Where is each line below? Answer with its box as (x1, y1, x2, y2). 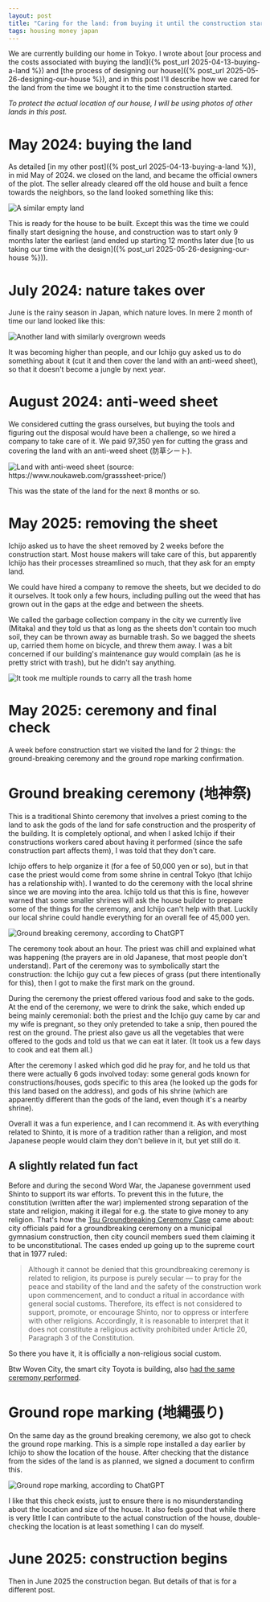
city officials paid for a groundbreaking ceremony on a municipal (8, 1223, 223, 1233)
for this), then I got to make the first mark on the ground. (8, 978, 195, 987)
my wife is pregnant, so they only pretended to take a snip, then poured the (8, 1019, 258, 1028)
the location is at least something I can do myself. (40, 1522, 205, 1531)
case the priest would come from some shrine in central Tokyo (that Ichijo (8, 870, 252, 879)
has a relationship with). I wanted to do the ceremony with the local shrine (8, 879, 253, 887)
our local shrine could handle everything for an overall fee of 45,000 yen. (8, 912, 251, 922)
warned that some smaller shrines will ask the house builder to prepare (8, 896, 243, 905)
